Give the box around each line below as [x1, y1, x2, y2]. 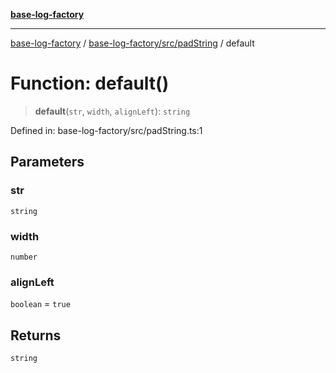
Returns [10, 327, 62, 344]
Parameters [10, 154, 85, 171]
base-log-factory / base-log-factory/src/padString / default [10, 37, 255, 49]
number [10, 252, 38, 262]
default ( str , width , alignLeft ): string [34, 105, 191, 117]
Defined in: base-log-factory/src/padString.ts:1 [10, 124, 203, 136]
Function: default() [10, 72, 170, 95]
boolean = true [10, 298, 71, 310]
